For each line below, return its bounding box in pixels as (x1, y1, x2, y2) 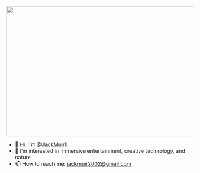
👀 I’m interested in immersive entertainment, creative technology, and (14, 147, 186, 154)
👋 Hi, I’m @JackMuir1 (14, 141, 67, 148)
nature (14, 154, 31, 161)
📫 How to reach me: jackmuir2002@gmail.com (14, 161, 132, 167)
